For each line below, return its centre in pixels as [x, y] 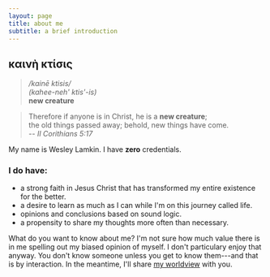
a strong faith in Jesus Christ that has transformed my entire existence [138, 188]
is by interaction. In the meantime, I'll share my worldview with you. [120, 264]
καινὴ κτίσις [41, 64]
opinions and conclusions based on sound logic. [101, 214]
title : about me [36, 24]
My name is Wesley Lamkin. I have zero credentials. [95, 149]
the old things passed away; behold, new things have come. [129, 125]
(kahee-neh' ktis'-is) [62, 92]
